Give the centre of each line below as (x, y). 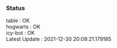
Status (15, 8)
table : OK (18, 21)
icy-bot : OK (20, 33)
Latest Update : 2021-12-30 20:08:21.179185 (59, 39)
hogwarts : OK (23, 27)
